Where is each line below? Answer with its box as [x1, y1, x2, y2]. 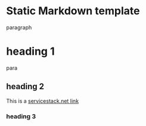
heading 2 [6, 81, 45, 92]
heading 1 [6, 45, 55, 58]
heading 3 [6, 112, 36, 120]
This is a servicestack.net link [6, 97, 79, 105]
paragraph [6, 24, 32, 31]
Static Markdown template [6, 4, 140, 18]
